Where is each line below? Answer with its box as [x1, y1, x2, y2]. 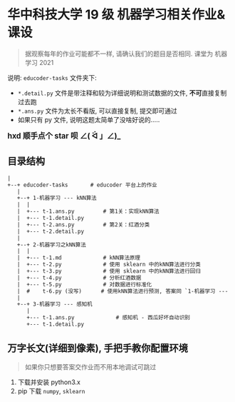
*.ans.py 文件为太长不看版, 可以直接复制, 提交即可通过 [17, 106, 177, 115]
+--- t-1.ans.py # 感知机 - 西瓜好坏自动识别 [26, 314, 190, 321]
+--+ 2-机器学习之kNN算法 [16, 241, 87, 248]
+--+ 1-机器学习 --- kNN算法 [16, 194, 98, 202]
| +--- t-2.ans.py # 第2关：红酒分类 [16, 221, 150, 228]
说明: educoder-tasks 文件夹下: [7, 73, 98, 82]
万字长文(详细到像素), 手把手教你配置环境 [7, 342, 189, 354]
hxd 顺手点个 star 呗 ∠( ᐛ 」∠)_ [7, 131, 121, 141]
